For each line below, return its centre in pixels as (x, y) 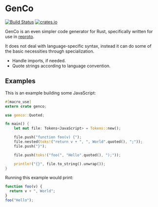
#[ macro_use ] (18, 102)
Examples (20, 81)
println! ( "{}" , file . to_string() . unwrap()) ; (60, 164)
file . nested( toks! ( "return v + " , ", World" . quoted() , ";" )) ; (78, 142)
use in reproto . (20, 37)
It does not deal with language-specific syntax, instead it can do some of (78, 46)
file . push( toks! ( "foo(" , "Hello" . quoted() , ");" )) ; (67, 155)
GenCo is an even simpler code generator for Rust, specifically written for (79, 31)
